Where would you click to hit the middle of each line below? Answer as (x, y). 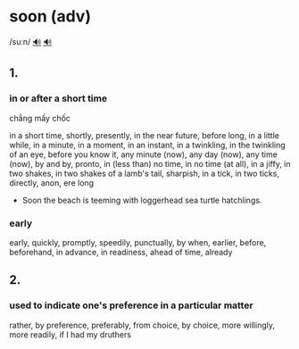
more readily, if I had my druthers (71, 334)
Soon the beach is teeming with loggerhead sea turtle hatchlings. (142, 200)
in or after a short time (58, 98)
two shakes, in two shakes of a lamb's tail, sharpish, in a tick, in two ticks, (144, 173)
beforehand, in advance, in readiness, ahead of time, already (121, 252)
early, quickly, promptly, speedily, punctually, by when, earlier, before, (138, 242)
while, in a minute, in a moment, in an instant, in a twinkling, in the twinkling (147, 145)
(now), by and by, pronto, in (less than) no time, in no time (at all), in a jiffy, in (150, 163)
